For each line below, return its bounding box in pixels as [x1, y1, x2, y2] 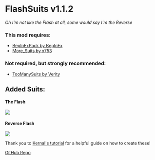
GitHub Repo [5, 150, 31, 156]
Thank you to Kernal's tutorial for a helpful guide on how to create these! [5, 140, 151, 146]
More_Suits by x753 [12, 48, 52, 54]
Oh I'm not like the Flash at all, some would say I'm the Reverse [5, 19, 133, 25]
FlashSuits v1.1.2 [5, 3, 74, 15]
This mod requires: [5, 32, 51, 38]
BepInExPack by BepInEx [12, 43, 63, 49]
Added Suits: [5, 85, 45, 93]
